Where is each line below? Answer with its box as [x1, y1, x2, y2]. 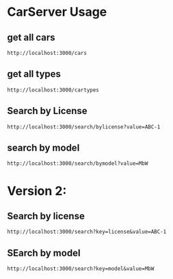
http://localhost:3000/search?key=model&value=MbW [7, 265, 155, 272]
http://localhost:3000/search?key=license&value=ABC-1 [7, 228, 167, 236]
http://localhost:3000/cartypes [7, 87, 99, 93]
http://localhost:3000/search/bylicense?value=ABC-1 [7, 123, 161, 131]
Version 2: [7, 183, 67, 199]
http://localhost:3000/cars [7, 49, 88, 56]
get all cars [7, 32, 56, 43]
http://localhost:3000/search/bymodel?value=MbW [7, 160, 148, 167]
